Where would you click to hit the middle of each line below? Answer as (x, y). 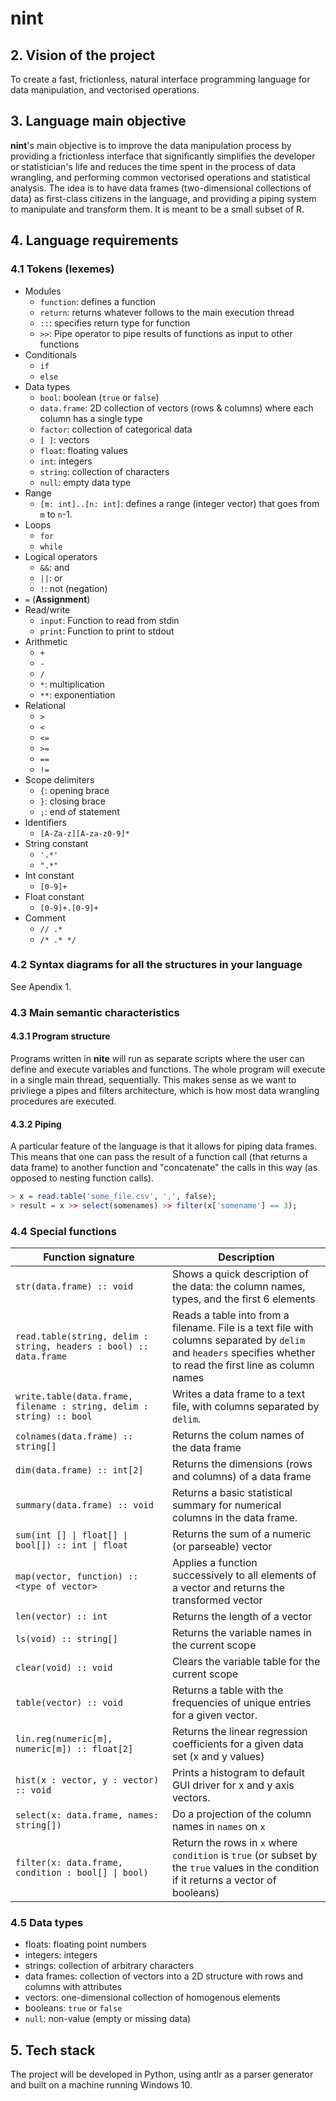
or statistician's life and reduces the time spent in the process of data (153, 166)
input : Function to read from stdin (109, 620)
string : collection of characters (104, 471)
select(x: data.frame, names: (87, 1815)
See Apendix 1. (41, 986)
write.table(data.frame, (74, 1396)
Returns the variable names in (241, 1633)
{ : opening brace (74, 790)
